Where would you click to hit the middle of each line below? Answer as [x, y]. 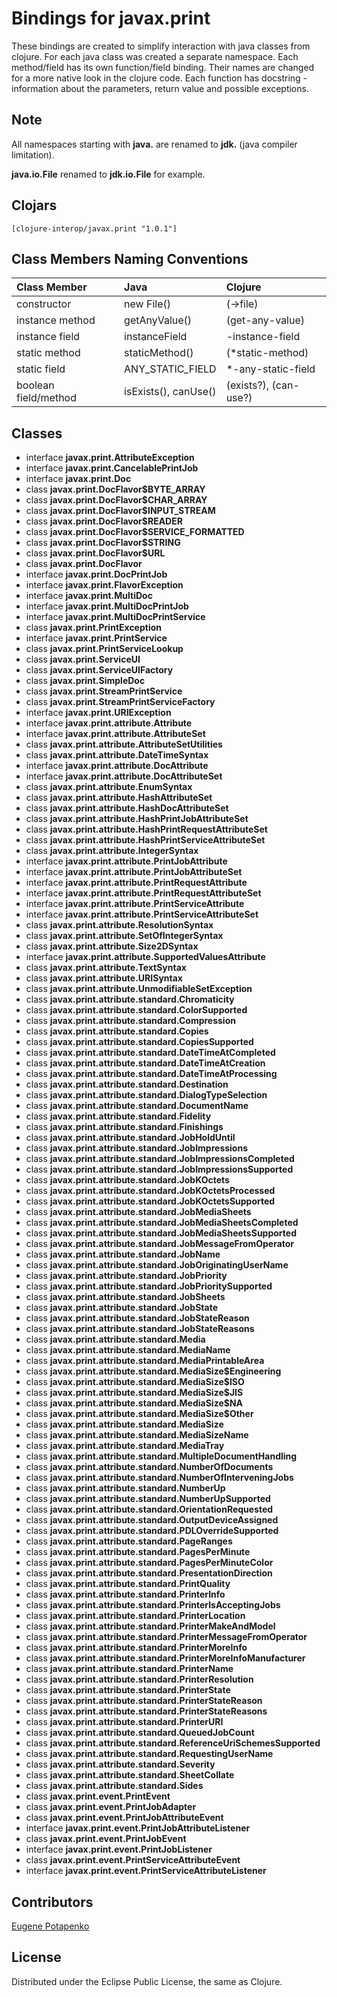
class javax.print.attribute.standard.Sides [114, 1786]
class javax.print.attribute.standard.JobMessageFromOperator [160, 1244]
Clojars [34, 205]
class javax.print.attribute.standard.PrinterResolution [139, 1679]
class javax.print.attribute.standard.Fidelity [118, 1116]
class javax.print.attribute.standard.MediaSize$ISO [135, 1382]
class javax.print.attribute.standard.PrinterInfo [125, 1594]
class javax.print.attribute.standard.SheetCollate [130, 1775]
